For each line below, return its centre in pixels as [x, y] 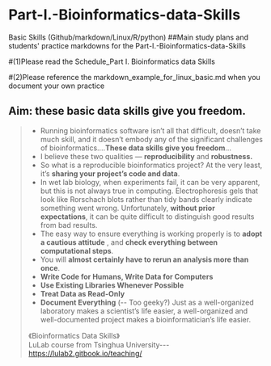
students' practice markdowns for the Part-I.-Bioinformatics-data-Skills [127, 45]
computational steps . [77, 250]
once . [50, 267]
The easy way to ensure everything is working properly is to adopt [151, 233]
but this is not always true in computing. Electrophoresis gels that [149, 191]
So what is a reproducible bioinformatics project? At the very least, [151, 165]
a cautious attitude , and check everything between [129, 242]
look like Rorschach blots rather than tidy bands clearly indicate [146, 199]
